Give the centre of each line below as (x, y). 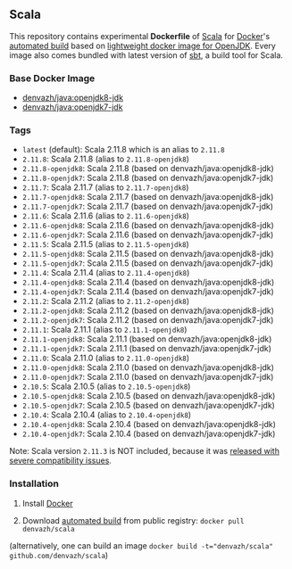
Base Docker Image (52, 78)
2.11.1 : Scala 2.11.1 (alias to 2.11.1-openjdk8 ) (104, 330)
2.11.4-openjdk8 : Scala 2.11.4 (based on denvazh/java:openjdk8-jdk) (148, 282)
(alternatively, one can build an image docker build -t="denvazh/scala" (142, 545)
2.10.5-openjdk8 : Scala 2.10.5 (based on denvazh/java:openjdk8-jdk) (149, 396)
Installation (34, 483)
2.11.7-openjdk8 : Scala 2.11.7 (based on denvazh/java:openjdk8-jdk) (148, 197)
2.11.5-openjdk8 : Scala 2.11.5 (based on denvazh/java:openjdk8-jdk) (148, 254)
